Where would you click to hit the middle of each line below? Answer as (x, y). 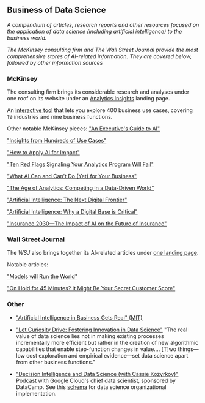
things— (188, 349)
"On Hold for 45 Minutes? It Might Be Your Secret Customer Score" (91, 288)
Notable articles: (27, 265)
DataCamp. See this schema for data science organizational (91, 387)
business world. (27, 38)
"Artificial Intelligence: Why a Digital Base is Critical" (72, 212)
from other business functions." (56, 362)
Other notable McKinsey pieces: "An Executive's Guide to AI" (84, 129)
